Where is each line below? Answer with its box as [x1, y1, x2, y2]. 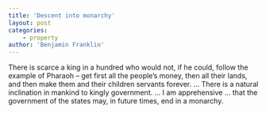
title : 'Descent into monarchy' [8, 11, 115, 20]
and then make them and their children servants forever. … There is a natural [8, 80, 259, 89]
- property [22, 33, 59, 42]
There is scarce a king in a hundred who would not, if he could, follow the [8, 62, 249, 72]
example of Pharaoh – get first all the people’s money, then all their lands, [8, 71, 248, 81]
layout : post [8, 19, 52, 27]
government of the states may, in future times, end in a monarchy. [8, 96, 224, 106]
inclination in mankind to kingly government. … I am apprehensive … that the [8, 88, 258, 97]
